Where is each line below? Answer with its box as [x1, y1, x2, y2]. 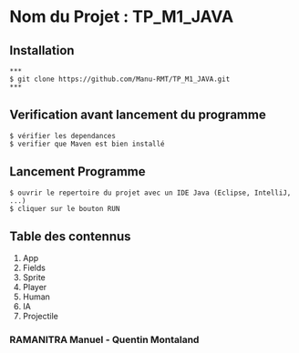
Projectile [22, 311, 59, 322]
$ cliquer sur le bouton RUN [9, 204, 120, 213]
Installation [9, 43, 75, 58]
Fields [22, 262, 46, 274]
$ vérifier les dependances [9, 131, 117, 140]
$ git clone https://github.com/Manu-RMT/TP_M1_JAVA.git [9, 75, 231, 84]
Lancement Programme [9, 164, 146, 179]
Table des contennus [9, 229, 131, 245]
